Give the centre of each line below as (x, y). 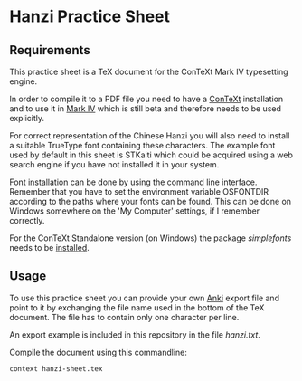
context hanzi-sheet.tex (56, 368)
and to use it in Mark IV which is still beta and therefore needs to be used (146, 109)
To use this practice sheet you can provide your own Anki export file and (145, 298)
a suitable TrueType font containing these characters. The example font (142, 145)
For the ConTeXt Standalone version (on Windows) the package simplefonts (151, 238)
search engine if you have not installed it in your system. (114, 164)
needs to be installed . (50, 248)
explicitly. (27, 118)
